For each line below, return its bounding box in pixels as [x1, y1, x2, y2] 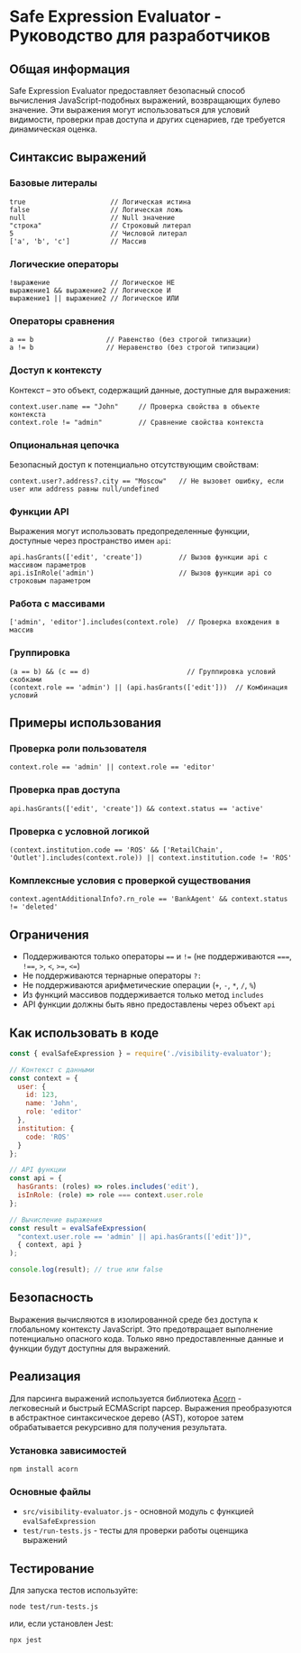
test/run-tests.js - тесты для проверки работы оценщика [22, 1525, 249, 1536]
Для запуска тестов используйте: [9, 1585, 139, 1596]
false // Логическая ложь [9, 205, 183, 214]
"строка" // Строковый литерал [9, 221, 192, 230]
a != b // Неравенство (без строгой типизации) [9, 343, 260, 353]
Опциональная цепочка [9, 439, 120, 451]
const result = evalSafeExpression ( [9, 1224, 147, 1233]
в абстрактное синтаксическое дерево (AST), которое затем [9, 1412, 244, 1423]
